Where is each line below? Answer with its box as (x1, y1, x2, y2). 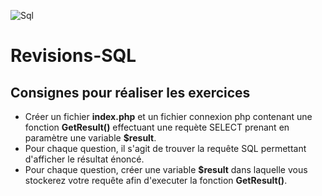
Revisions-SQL (10, 45, 137, 67)
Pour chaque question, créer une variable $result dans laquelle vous (24, 164, 308, 175)
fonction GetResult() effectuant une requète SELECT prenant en (24, 121, 290, 133)
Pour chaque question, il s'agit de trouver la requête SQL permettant (24, 143, 307, 154)
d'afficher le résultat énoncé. (24, 153, 145, 165)
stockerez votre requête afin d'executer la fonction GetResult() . (24, 175, 288, 186)
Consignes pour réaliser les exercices (10, 84, 251, 101)
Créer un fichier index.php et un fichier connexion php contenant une (24, 111, 313, 122)
